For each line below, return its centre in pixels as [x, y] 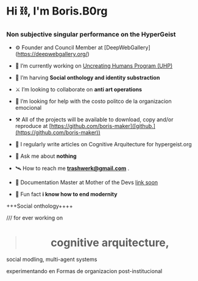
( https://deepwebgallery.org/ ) [52, 54]
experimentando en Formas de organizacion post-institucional [84, 271]
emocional [28, 108]
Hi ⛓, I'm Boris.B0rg [57, 11]
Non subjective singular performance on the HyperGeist [91, 35]
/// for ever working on [34, 218]
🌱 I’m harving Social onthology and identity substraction [87, 78]
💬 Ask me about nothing [46, 156]
